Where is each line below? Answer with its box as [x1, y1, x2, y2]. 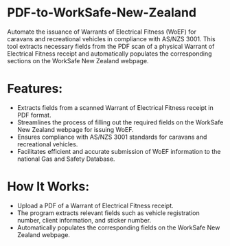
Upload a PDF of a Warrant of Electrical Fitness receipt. [16, 201, 174, 210]
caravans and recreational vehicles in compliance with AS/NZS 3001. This [7, 34, 216, 43]
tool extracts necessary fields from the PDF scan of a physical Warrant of [7, 42, 215, 50]
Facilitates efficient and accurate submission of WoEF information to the [16, 147, 221, 155]
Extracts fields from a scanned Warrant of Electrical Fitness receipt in [16, 103, 214, 111]
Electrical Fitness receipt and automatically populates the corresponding [7, 49, 212, 58]
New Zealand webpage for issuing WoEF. [16, 125, 134, 133]
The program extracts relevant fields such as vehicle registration [16, 208, 200, 217]
